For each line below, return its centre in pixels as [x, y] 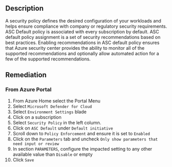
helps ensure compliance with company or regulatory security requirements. [86, 26]
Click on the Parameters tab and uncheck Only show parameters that [85, 139]
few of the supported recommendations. [48, 59]
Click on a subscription [37, 117]
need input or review [36, 144]
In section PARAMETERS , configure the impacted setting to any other [82, 149]
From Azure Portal [28, 90]
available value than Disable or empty [53, 154]
